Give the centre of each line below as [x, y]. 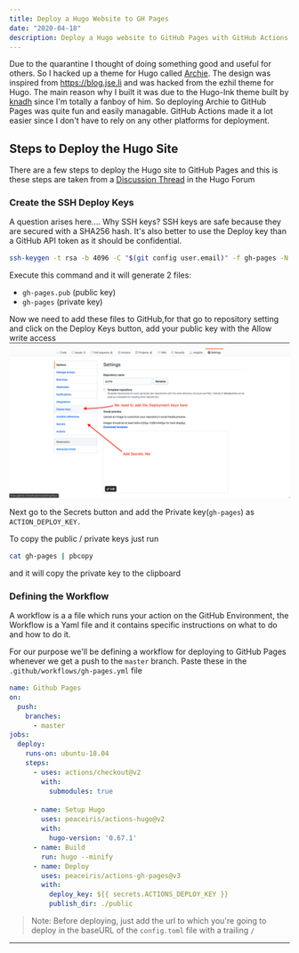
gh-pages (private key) [62, 302]
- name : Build [59, 847]
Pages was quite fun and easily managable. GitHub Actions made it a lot [141, 111]
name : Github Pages [45, 688]
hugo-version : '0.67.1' [93, 838]
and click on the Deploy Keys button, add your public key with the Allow [141, 328]
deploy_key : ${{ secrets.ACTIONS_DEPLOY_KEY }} [138, 894]
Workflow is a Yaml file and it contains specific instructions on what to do [143, 625]
